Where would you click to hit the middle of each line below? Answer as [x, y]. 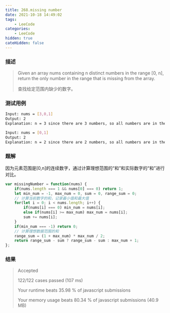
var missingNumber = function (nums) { [46, 184]
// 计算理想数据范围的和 [37, 231]
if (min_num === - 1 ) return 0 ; [46, 226]
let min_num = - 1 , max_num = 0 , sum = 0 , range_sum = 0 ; [76, 193]
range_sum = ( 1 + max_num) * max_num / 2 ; [60, 236]
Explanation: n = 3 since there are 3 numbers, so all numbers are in [81, 124]
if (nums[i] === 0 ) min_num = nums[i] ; [64, 208]
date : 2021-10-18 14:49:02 [34, 15]
